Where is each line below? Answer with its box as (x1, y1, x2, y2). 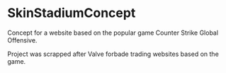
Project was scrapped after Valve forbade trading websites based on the (7, 50, 220, 58)
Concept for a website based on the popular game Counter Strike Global (7, 28, 218, 37)
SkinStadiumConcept (7, 5, 136, 21)
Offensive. (7, 35, 38, 44)
